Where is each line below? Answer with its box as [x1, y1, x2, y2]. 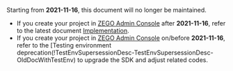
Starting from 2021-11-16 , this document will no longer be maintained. [6, 6, 207, 14]
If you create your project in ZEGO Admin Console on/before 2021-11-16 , [16, 34, 225, 42]
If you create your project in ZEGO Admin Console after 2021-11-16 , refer [16, 19, 226, 27]
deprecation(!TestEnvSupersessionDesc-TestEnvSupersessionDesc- [16, 48, 214, 57]
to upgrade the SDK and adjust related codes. [77, 56, 208, 64]
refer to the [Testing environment [16, 41, 112, 49]
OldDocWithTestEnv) [16, 56, 76, 64]
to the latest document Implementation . [16, 27, 129, 34]
